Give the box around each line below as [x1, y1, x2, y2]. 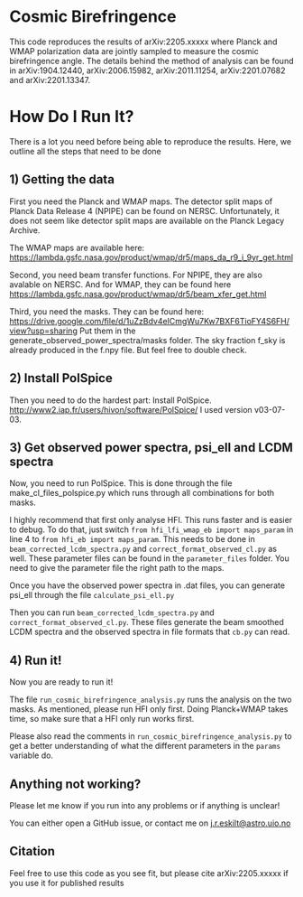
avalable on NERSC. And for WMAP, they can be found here [9, 278, 232, 290]
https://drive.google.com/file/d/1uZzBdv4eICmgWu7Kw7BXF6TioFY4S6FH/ [9, 315, 290, 326]
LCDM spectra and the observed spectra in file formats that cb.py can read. [9, 626, 290, 638]
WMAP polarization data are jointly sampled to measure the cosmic [9, 45, 259, 56]
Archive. [9, 224, 41, 236]
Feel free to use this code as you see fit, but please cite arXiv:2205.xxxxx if [9, 867, 289, 878]
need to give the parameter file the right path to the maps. [9, 563, 225, 574]
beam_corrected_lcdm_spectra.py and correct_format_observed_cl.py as [9, 544, 278, 555]
